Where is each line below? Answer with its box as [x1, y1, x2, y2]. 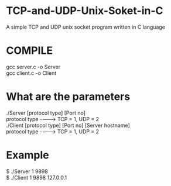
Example [6, 149, 49, 161]
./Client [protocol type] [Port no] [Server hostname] [6, 122, 130, 129]
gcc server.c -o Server [6, 63, 61, 70]
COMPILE [6, 44, 53, 57]
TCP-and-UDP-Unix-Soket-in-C [6, 4, 163, 18]
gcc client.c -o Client [6, 69, 57, 77]
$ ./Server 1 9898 [6, 168, 48, 175]
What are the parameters [6, 90, 131, 104]
